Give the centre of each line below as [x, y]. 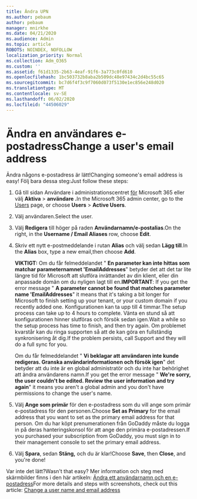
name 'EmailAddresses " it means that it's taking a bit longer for [92, 294]
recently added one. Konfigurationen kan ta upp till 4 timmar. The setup [100, 307]
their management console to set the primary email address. [88, 443]
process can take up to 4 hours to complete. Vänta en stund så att [95, 313]
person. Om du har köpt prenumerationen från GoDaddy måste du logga [102, 424]
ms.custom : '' [24, 66]
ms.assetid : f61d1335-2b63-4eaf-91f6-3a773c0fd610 [69, 72]
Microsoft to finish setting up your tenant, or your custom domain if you [101, 301]
